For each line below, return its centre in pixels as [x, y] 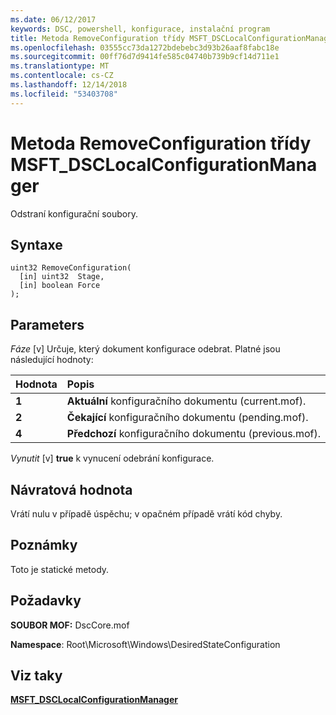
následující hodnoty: [52, 360]
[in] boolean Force [60, 286]
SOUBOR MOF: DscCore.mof [70, 625]
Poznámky [44, 545]
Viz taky [36, 676]
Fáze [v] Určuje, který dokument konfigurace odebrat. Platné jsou [145, 349]
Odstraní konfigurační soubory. [74, 213]
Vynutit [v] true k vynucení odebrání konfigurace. [112, 458]
